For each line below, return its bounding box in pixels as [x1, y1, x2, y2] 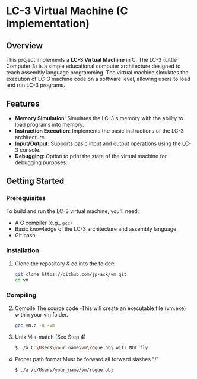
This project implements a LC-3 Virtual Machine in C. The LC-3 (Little [6, 57, 177, 63]
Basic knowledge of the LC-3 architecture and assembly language [14, 225, 177, 233]
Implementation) [6, 17, 90, 30]
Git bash [14, 231, 36, 239]
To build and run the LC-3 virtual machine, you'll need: [6, 207, 139, 215]
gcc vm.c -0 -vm [14, 322, 55, 328]
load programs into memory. [14, 121, 84, 128]
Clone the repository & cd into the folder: [14, 260, 115, 267]
